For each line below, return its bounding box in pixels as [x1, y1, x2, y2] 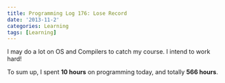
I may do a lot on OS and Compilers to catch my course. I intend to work [7, 48, 211, 56]
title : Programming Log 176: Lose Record [7, 10, 128, 17]
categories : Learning [7, 22, 69, 29]
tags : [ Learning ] [7, 29, 57, 36]
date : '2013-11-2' [7, 16, 60, 23]
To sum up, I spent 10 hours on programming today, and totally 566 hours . [7, 68, 218, 76]
